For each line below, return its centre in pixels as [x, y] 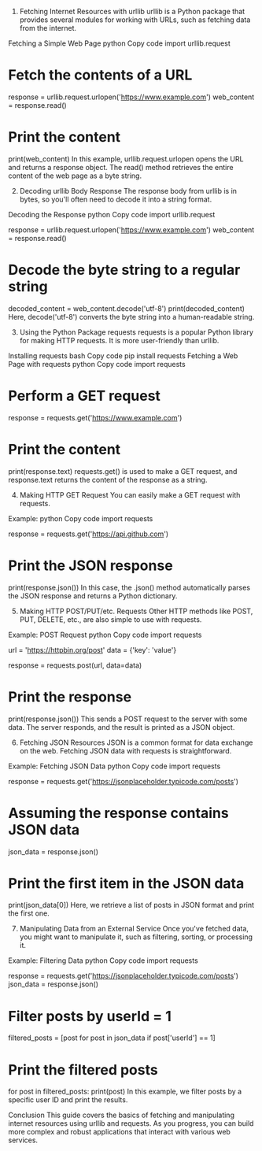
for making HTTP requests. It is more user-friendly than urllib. [119, 340]
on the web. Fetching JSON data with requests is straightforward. [125, 750]
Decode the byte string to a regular [124, 270]
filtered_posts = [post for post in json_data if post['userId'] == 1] [112, 1038]
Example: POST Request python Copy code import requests [105, 635]
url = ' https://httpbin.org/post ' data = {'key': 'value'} [92, 650]
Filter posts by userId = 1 [90, 1016]
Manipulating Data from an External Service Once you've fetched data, [134, 929]
